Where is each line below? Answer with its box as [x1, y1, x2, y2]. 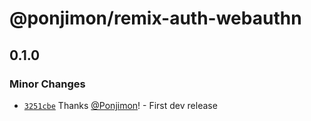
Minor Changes [9, 77, 86, 91]
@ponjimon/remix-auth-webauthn [9, 7, 302, 30]
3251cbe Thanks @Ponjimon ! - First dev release [23, 99, 218, 111]
